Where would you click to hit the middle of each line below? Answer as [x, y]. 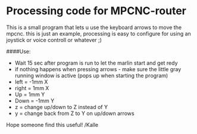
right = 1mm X [32, 88]
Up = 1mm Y [30, 94]
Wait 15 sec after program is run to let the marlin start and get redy [96, 63]
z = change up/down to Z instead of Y [61, 107]
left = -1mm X [31, 82]
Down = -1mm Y [35, 100]
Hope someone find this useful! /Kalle [52, 125]
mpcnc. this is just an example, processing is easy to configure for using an [99, 33]
